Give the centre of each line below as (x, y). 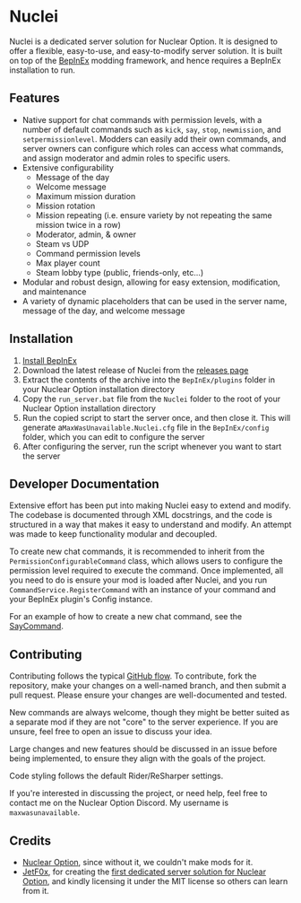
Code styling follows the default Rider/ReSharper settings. (116, 776)
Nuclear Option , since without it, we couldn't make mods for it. (138, 862)
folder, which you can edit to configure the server (113, 436)
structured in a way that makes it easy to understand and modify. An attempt (150, 525)
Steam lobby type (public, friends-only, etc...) (120, 272)
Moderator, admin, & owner (86, 234)
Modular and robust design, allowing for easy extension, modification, (151, 282)
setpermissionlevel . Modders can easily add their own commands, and (154, 139)
